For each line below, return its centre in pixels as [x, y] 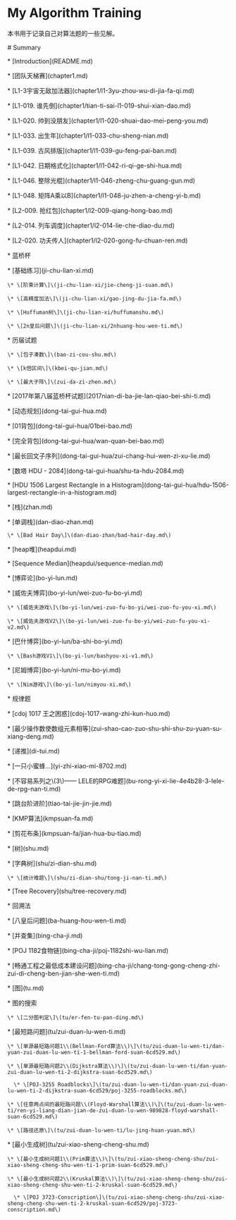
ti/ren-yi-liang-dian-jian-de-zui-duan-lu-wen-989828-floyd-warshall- [113, 1110]
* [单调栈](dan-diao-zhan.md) [51, 522]
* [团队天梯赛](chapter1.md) [48, 75]
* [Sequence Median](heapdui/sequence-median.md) [85, 563]
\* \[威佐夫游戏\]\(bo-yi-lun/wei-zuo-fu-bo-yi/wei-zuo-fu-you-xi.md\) [112, 608]
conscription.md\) [34, 1209]
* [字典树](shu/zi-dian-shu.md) [52, 863]
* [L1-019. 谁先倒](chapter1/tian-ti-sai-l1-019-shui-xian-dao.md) [99, 105]
